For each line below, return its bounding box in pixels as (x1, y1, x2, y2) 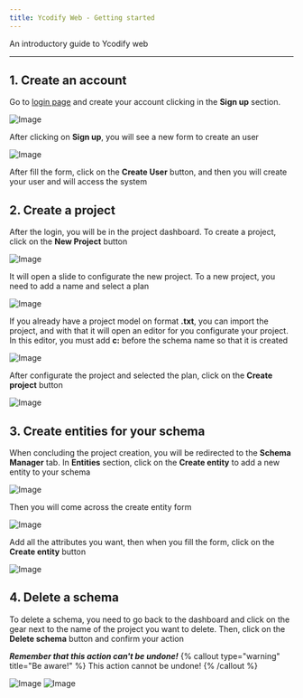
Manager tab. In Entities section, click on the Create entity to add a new (9, 457, 280, 468)
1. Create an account (9, 73, 127, 89)
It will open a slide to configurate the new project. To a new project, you (9, 271, 276, 282)
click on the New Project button (9, 236, 128, 247)
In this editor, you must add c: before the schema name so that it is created (9, 335, 289, 346)
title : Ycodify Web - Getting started (9, 13, 155, 23)
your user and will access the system (9, 176, 147, 187)
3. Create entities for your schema (9, 423, 206, 439)
